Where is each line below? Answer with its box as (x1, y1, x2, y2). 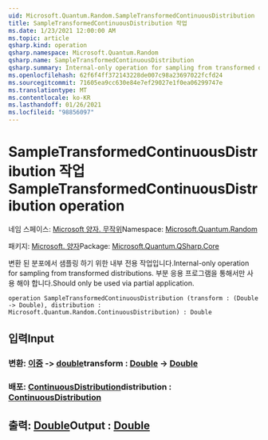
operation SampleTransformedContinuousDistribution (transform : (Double (8, 294, 259, 302)
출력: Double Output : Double (8, 418, 150, 432)
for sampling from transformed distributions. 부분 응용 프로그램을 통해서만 (8, 268, 246, 278)
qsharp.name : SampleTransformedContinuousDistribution (8, 57, 195, 65)
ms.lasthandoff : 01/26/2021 (8, 101, 102, 109)
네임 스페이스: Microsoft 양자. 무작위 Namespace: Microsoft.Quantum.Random (8, 224, 258, 234)
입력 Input (8, 332, 54, 346)
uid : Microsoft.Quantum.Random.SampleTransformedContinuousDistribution (8, 11, 255, 20)
